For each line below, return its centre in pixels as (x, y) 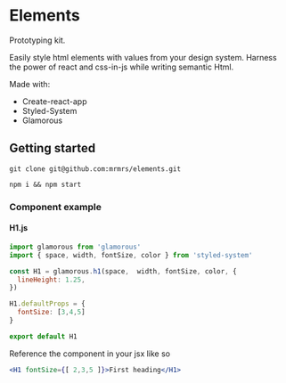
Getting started (53, 148)
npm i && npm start (45, 184)
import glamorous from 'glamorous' (75, 247)
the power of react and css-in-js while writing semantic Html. (122, 67)
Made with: (30, 84)
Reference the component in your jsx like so (90, 354)
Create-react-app (54, 101)
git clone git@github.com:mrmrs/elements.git (95, 169)
